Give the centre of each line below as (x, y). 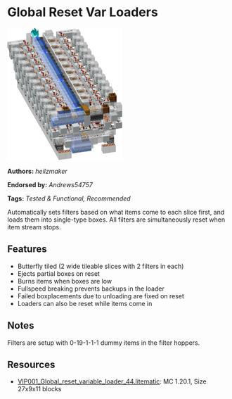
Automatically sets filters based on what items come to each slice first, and (116, 212)
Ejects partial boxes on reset (59, 273)
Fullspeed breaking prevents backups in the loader (91, 289)
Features (27, 249)
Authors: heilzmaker (38, 171)
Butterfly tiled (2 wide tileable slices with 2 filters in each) (101, 266)
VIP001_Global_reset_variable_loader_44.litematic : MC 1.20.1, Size (112, 381)
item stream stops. (34, 227)
